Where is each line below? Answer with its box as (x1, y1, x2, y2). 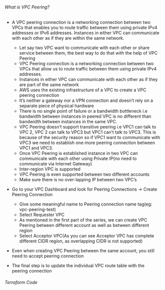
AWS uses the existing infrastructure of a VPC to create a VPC (19, 87, 147, 93)
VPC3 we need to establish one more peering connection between (19, 140, 156, 146)
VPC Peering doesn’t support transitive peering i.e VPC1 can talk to (19, 124, 157, 130)
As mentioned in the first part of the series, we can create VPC (19, 217, 147, 223)
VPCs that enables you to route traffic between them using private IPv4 (11, 25, 158, 31)
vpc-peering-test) (19, 207, 56, 213)
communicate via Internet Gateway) (19, 161, 92, 167)
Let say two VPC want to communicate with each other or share (19, 45, 150, 51)
